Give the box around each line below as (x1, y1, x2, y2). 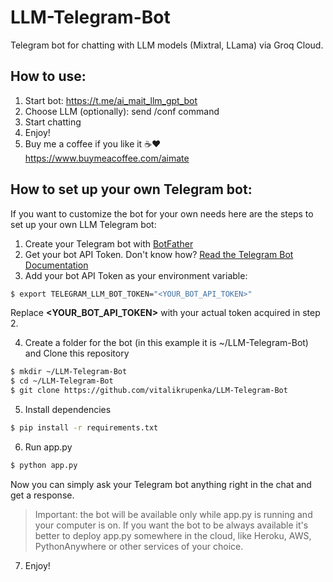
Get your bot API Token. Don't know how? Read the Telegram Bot (24, 248, 294, 260)
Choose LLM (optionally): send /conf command (24, 105, 220, 117)
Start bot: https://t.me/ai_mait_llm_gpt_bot (24, 94, 198, 106)
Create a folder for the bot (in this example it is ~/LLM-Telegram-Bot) (24, 337, 309, 349)
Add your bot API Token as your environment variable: (24, 269, 248, 281)
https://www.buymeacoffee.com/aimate (24, 152, 190, 164)
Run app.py (24, 441, 73, 453)
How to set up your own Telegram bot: (10, 181, 253, 198)
